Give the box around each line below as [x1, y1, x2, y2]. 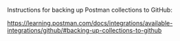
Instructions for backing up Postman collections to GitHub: [7, 6, 173, 14]
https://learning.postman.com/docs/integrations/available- [7, 19, 173, 27]
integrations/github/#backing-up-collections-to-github [7, 27, 162, 34]
